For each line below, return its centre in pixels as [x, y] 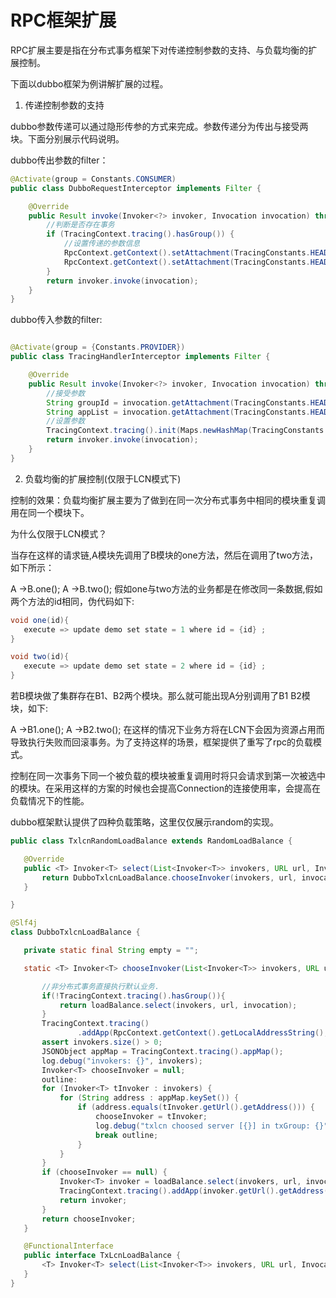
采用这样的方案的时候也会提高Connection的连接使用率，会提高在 [187, 788]
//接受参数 [66, 393]
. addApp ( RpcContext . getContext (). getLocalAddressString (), [203, 1033]
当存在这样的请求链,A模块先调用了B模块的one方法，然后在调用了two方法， [164, 555]
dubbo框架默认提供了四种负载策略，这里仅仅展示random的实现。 [145, 822]
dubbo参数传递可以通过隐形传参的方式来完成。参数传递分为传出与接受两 [159, 126]
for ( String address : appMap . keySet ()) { [149, 1098]
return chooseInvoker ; [89, 1219]
